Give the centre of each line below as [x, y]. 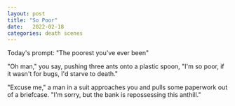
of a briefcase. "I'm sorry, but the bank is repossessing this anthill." [104, 95]
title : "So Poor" [33, 20]
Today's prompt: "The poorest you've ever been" [78, 53]
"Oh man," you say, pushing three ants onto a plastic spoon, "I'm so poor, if [116, 66]
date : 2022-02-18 [36, 26]
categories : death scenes [45, 33]
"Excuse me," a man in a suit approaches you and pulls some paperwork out [117, 87]
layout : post [26, 14]
